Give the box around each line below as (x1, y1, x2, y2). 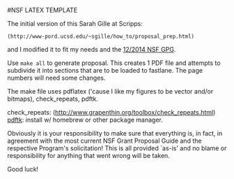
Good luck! (7, 165, 39, 173)
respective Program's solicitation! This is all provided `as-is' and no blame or (7, 144, 227, 152)
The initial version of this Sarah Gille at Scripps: (7, 20, 143, 27)
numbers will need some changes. (7, 73, 106, 82)
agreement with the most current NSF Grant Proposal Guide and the (7, 136, 202, 145)
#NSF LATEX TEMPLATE (7, 6, 78, 14)
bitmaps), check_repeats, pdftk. (7, 94, 99, 103)
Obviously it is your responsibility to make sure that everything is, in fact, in (7, 129, 223, 137)
